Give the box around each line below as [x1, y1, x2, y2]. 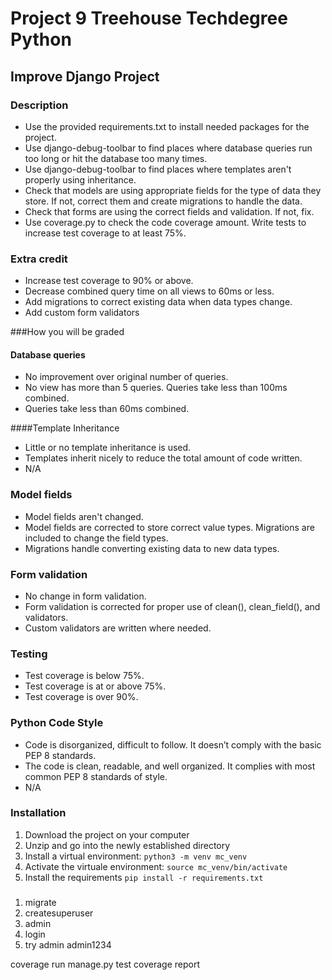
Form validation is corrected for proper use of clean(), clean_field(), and [24, 600, 321, 612]
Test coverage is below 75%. [24, 670, 145, 682]
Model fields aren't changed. [24, 510, 144, 522]
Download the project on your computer [24, 828, 190, 841]
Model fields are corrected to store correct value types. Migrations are [24, 521, 315, 533]
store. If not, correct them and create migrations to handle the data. [24, 195, 303, 207]
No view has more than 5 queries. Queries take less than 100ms [24, 382, 288, 394]
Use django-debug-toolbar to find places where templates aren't [24, 163, 292, 175]
